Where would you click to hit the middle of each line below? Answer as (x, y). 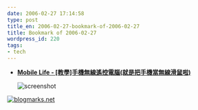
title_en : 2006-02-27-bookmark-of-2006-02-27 (73, 26)
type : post (23, 20)
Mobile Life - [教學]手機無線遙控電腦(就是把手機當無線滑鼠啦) (104, 72)
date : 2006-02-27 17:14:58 (46, 13)
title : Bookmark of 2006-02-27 (52, 33)
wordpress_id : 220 (33, 39)
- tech (16, 52)
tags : (15, 45)
